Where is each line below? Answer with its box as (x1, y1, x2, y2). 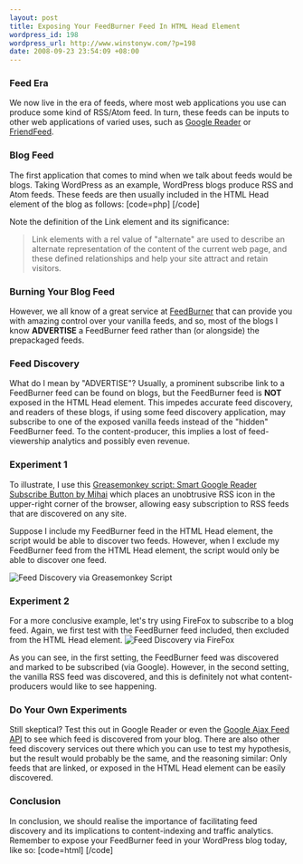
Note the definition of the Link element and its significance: (9, 216, 230, 227)
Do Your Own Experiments (9, 704, 128, 716)
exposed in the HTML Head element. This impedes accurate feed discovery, (9, 397, 293, 408)
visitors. (31, 262, 62, 273)
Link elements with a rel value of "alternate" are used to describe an (31, 233, 285, 245)
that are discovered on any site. (9, 508, 127, 519)
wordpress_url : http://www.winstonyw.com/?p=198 (9, 38, 196, 48)
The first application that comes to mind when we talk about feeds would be (9, 170, 293, 180)
